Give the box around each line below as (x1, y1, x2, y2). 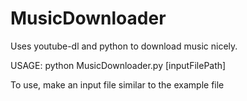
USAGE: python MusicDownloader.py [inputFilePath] (10, 59, 227, 71)
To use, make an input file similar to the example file (10, 78, 225, 91)
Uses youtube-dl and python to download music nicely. (10, 40, 238, 52)
